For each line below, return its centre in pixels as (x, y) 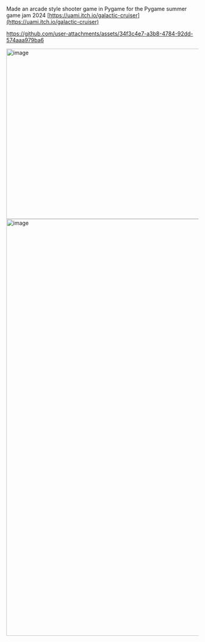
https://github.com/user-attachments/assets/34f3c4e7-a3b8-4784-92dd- (100, 34)
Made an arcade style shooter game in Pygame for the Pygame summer (97, 9)
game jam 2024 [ (28, 15)
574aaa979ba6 (25, 40)
